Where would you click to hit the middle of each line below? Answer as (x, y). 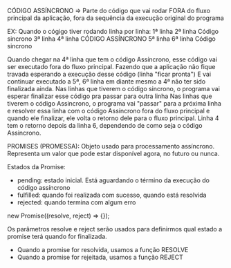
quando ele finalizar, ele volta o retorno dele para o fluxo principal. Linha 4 (113, 118)
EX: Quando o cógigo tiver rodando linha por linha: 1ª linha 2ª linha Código (113, 31)
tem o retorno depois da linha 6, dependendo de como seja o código (105, 125)
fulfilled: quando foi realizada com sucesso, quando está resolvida (112, 195)
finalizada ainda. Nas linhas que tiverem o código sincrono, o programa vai (113, 89)
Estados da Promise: (36, 167)
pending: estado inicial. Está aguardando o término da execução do (113, 180)
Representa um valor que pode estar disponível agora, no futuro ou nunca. (113, 153)
